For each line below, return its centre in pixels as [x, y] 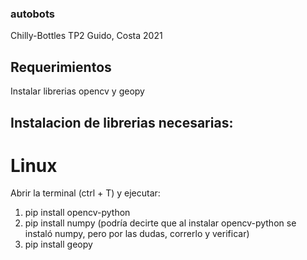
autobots [32, 14]
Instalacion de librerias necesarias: [122, 122]
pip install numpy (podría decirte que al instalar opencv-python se [160, 223]
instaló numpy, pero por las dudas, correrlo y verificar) [137, 234]
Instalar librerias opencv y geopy [77, 91]
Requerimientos [61, 67]
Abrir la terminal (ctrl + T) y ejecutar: [85, 193]
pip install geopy [58, 244]
